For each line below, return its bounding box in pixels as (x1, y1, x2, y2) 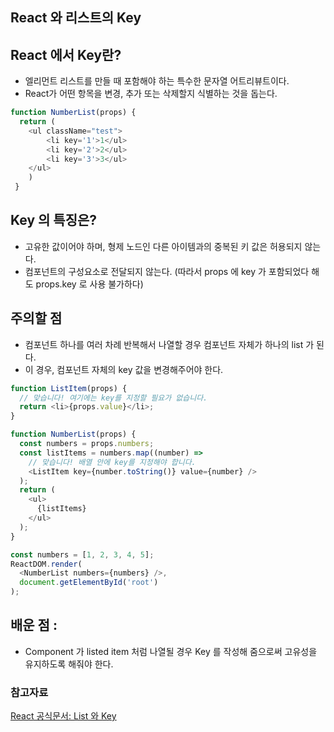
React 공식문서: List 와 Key (10, 710, 117, 722)
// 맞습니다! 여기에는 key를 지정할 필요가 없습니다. (19, 393, 208, 403)
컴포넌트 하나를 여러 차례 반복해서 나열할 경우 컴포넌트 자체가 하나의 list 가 (24, 338, 315, 350)
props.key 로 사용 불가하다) (35, 278, 144, 290)
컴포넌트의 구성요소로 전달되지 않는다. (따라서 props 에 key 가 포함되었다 (24, 265, 310, 277)
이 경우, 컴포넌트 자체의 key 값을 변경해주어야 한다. (24, 363, 224, 375)
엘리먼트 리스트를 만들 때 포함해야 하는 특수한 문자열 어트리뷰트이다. (24, 75, 290, 87)
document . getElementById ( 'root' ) (19, 578, 159, 588)
